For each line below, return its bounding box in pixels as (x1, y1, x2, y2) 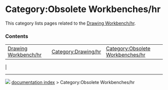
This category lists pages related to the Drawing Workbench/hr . (5, 20, 136, 26)
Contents (5, 33, 28, 40)
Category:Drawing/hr (51, 48, 101, 55)
